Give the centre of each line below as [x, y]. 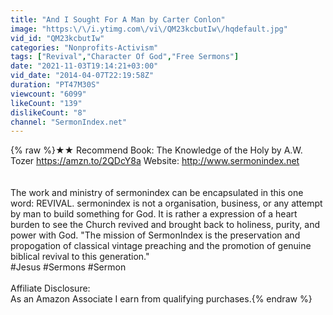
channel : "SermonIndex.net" [69, 122]
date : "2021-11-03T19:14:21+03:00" [84, 66]
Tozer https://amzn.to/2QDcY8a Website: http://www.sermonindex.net [155, 161]
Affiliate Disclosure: [50, 288]
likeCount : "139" [46, 103]
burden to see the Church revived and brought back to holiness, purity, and [165, 225]
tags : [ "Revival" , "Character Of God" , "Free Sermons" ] [125, 57]
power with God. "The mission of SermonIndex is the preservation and [155, 235]
